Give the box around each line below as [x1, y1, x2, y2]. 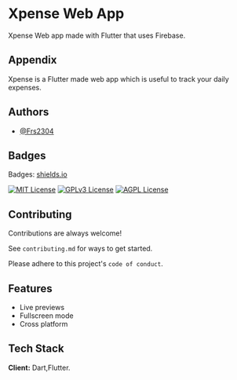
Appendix [8, 53, 57, 67]
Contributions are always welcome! [8, 228, 122, 238]
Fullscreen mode [19, 311, 75, 320]
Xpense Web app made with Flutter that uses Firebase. [8, 31, 186, 40]
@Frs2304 [19, 126, 54, 136]
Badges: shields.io [8, 170, 68, 179]
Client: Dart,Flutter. [8, 363, 71, 372]
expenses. [8, 82, 42, 92]
